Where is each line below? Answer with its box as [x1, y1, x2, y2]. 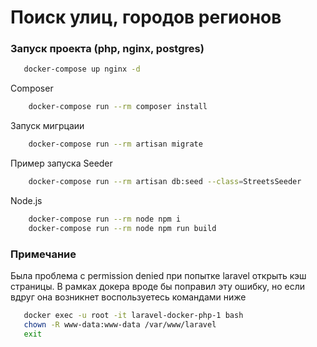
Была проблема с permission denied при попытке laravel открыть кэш [10, 270, 307, 282]
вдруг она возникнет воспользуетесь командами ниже [10, 291, 247, 303]
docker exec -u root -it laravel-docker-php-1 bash [23, 311, 244, 321]
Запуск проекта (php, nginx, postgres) [10, 42, 205, 56]
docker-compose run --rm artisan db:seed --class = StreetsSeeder [28, 177, 302, 187]
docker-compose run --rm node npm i [28, 214, 182, 224]
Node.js [10, 194, 43, 206]
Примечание [10, 247, 77, 261]
